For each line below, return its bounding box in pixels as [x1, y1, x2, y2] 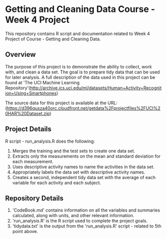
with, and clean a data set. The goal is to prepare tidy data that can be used [5, 69, 160, 75]
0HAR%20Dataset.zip [5, 110, 50, 116]
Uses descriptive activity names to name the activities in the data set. [12, 164, 155, 170]
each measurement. [12, 158, 54, 164]
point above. [12, 229, 38, 235]
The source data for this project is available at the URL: [5, 100, 118, 106]
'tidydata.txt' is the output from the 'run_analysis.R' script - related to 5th [12, 223, 162, 229]
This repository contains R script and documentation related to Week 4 [5, 30, 150, 36]
